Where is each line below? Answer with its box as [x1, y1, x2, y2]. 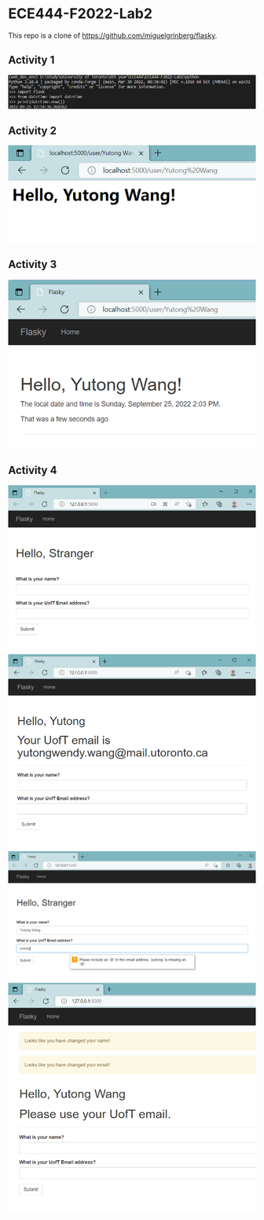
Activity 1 [8, 53, 55, 67]
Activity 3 [8, 258, 57, 271]
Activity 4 [8, 464, 57, 477]
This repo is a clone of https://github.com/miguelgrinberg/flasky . [8, 31, 218, 40]
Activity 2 [8, 123, 57, 138]
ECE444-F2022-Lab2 [8, 5, 153, 23]
